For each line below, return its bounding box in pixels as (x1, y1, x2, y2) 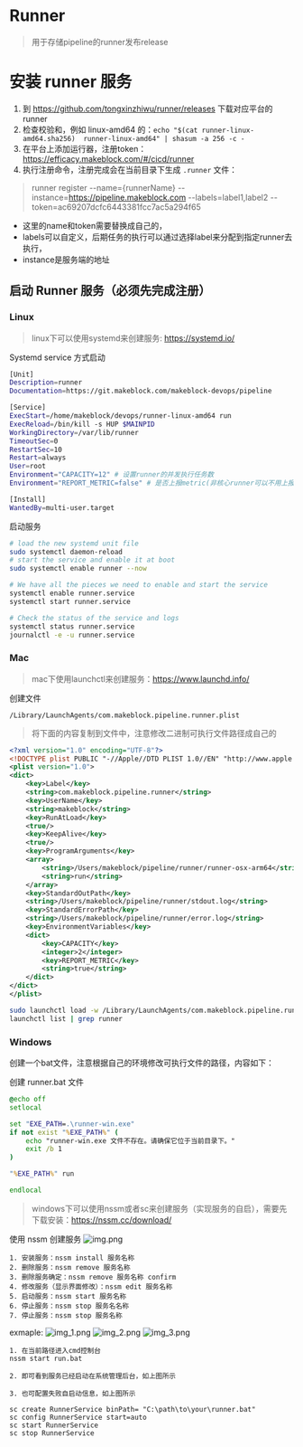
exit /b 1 (25, 1145, 63, 1154)
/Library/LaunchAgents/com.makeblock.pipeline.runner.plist (9, 711, 241, 720)
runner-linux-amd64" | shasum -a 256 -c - (83, 134, 245, 143)
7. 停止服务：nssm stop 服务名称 (9, 1310, 124, 1320)
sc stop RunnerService (9, 1428, 95, 1438)
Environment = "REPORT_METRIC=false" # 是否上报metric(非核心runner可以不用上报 (9, 478, 295, 488)
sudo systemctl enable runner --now (9, 564, 147, 573)
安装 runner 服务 (9, 71, 133, 92)
